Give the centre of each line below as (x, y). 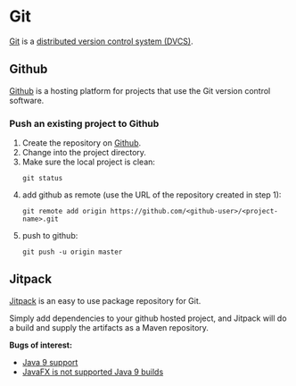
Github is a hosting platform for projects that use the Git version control (140, 90)
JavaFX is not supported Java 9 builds (93, 372)
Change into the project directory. (84, 153)
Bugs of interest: (41, 345)
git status (42, 179)
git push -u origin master (72, 252)
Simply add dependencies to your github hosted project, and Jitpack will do (148, 318)
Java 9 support (50, 362)
